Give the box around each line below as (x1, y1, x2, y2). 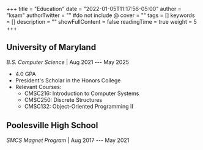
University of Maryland (6, 42, 97, 52)
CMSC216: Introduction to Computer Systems (24, 90, 139, 97)
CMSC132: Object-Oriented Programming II (24, 102, 133, 110)
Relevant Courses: (15, 83, 62, 90)
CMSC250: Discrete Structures (24, 96, 103, 103)
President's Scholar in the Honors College (15, 76, 121, 84)
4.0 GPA (15, 70, 36, 77)
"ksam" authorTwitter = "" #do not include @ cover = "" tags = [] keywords (6, 12, 195, 19)
